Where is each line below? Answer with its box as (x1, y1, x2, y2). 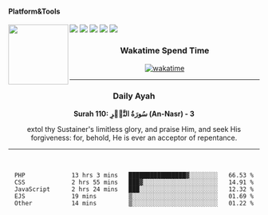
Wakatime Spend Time (120, 45, 210, 56)
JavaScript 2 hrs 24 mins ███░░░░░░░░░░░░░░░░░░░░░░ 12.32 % (14, 185, 254, 193)
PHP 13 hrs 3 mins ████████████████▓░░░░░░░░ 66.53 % (14, 171, 254, 179)
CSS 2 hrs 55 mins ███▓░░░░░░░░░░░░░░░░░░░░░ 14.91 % (14, 178, 254, 186)
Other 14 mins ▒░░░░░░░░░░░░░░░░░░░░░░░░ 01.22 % (14, 199, 254, 207)
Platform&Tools (8, 6, 61, 16)
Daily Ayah (112, 90, 156, 102)
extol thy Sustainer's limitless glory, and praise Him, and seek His (26, 124, 242, 133)
